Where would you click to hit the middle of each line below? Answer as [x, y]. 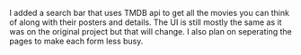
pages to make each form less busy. [76, 41]
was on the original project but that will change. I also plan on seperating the [150, 31]
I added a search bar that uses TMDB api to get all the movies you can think [150, 13]
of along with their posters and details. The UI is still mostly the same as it [146, 22]
